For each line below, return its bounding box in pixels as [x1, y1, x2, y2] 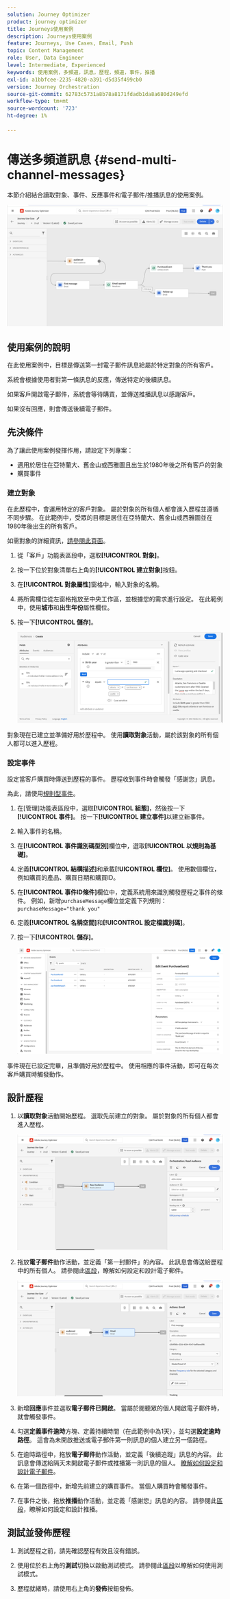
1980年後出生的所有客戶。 [7, 522, 81, 531]
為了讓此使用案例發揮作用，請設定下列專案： [7, 446, 133, 454]
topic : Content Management [7, 47, 84, 54]
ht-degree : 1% [7, 112, 48, 119]
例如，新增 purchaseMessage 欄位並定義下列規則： [30, 896, 168, 904]
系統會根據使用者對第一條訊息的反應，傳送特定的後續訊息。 [7, 376, 175, 383]
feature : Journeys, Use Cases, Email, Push [7, 40, 133, 47]
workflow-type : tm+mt [7, 98, 69, 105]
